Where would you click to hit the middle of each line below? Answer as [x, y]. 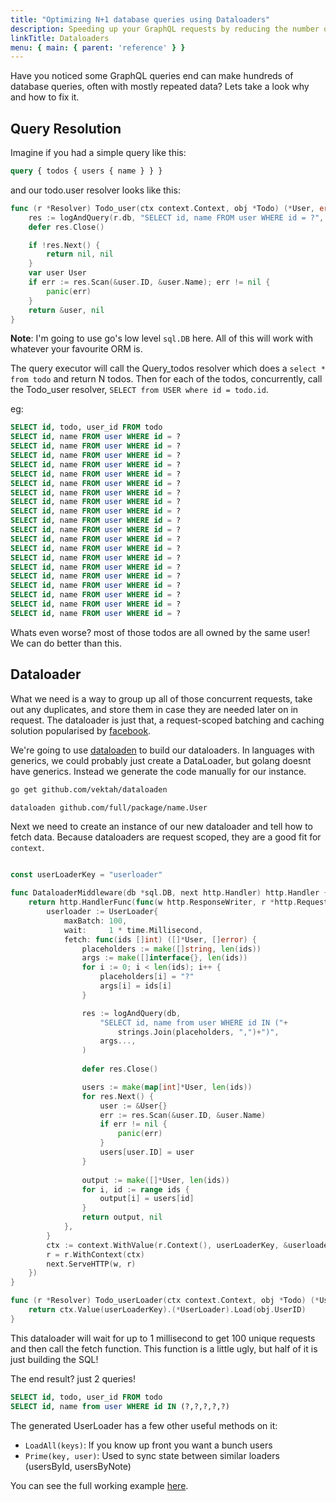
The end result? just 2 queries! [73, 1378]
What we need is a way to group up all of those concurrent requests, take [161, 698]
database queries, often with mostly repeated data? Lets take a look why [160, 87]
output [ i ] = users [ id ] [147, 1199]
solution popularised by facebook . [81, 730]
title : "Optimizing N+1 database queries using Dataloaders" [140, 19]
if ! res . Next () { [64, 245]
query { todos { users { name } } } [86, 171]
